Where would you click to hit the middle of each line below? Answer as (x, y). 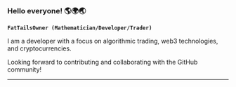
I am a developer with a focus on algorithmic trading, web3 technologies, (113, 41)
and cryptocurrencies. (39, 48)
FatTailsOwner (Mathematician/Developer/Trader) (80, 28)
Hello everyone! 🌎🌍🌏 (47, 11)
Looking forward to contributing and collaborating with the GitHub (103, 62)
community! (25, 69)
